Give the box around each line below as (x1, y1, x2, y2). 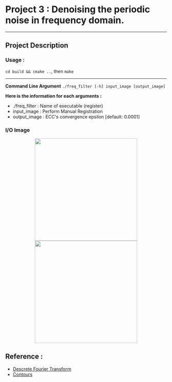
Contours (12, 371, 33, 377)
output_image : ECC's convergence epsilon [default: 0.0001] (12, 114, 140, 120)
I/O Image (5, 126, 30, 134)
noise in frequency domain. (5, 14, 124, 26)
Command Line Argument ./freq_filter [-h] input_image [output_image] (5, 83, 165, 89)
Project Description (5, 41, 69, 50)
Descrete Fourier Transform (12, 366, 72, 372)
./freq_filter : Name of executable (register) (12, 102, 103, 109)
